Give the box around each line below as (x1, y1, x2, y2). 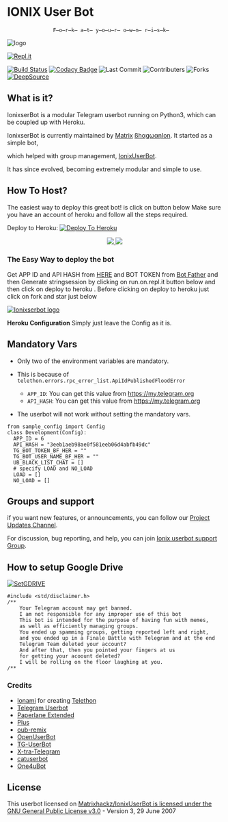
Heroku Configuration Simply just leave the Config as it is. (7, 319, 172, 327)
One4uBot (16, 762, 46, 770)
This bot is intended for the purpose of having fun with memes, (19, 617, 210, 624)
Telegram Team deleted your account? (19, 641, 127, 648)
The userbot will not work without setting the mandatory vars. (16, 410, 191, 418)
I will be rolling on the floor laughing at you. (19, 659, 164, 666)
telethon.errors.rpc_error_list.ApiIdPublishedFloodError (16, 377, 186, 384)
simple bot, (7, 138, 39, 147)
